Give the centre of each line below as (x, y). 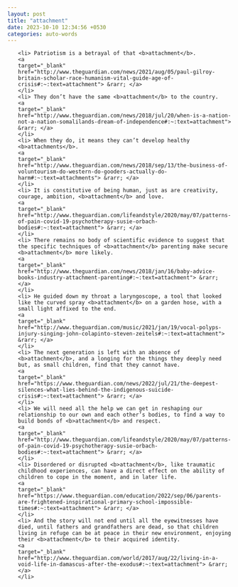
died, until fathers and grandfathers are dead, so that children (118, 527)
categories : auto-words (43, 34)
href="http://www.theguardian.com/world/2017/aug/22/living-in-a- (118, 559)
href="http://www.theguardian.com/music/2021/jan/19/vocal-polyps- (119, 328)
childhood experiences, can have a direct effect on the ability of (121, 471)
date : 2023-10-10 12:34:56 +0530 (57, 27)
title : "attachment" (38, 21)
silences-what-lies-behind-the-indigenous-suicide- (96, 390)
